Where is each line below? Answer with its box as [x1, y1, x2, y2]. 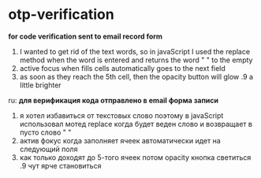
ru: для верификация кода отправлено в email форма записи [8, 95, 219, 105]
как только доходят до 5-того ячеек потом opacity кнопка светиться [19, 152, 252, 162]
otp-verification [8, 6, 114, 24]
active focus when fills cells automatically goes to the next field [19, 63, 226, 72]
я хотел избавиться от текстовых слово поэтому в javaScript [19, 110, 224, 120]
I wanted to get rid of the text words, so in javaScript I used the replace [19, 46, 251, 56]
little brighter [19, 80, 62, 90]
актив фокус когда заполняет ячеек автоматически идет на [19, 135, 221, 145]
